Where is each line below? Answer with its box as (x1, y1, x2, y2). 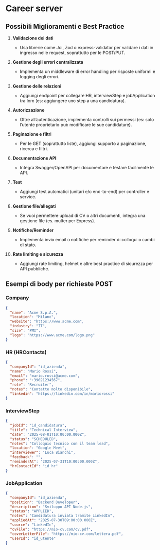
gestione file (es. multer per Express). (19, 218, 95, 224)
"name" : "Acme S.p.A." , (10, 310, 58, 315)
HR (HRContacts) (5, 349, 47, 355)
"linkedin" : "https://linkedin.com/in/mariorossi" (10, 391, 115, 396)
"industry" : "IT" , (10, 324, 48, 329)
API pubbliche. (19, 266, 50, 271)
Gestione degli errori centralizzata (12, 59, 84, 65)
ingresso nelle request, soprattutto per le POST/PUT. (19, 50, 125, 55)
